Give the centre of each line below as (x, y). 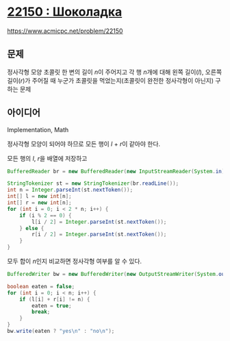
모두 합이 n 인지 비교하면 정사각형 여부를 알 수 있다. (75, 262)
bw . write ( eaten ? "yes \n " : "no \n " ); (61, 331)
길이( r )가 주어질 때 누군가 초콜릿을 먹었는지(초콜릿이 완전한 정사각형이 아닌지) (111, 80)
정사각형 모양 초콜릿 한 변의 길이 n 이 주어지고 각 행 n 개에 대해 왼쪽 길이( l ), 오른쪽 (115, 72)
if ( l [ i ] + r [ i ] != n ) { (55, 299)
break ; (41, 312)
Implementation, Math (38, 129)
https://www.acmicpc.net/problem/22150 (65, 31)
